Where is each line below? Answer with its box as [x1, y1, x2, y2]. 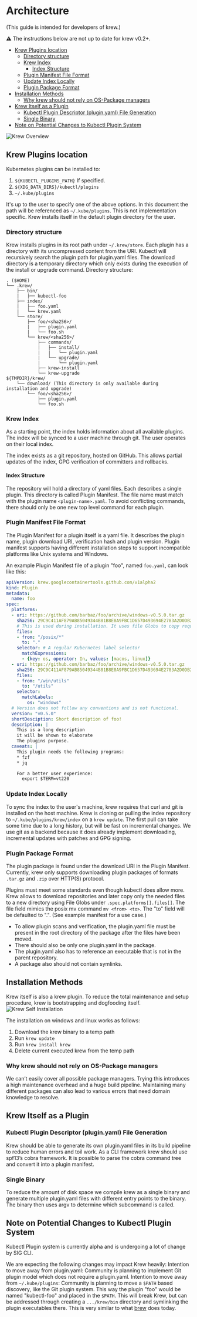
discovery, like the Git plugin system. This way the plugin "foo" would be [6, 1285, 181, 1292]
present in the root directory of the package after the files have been [14, 929, 181, 936]
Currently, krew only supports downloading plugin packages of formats [6, 869, 178, 876]
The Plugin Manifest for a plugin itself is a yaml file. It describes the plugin [6, 531, 185, 539]
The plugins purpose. [16, 738, 69, 744]
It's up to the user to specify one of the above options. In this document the [6, 201, 189, 208]
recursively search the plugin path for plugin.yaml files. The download [6, 254, 175, 261]
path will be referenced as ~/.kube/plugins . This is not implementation [6, 207, 176, 214]
